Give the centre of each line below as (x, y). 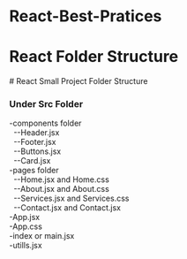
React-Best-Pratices (86, 16)
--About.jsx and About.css (61, 189)
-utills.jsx (26, 246)
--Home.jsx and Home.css (61, 179)
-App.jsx (25, 217)
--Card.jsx (32, 161)
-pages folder (34, 171)
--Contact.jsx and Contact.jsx (67, 208)
